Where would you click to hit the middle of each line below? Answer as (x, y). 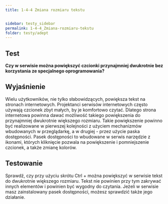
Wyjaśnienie (25, 87)
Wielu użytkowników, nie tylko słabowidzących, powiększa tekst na (75, 99)
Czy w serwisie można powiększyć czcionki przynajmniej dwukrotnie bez (84, 66)
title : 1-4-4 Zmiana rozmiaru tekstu (45, 10)
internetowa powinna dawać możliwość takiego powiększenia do (73, 115)
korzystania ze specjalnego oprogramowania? (55, 71)
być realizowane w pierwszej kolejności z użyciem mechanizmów (73, 126)
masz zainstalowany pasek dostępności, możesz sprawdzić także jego (79, 192)
